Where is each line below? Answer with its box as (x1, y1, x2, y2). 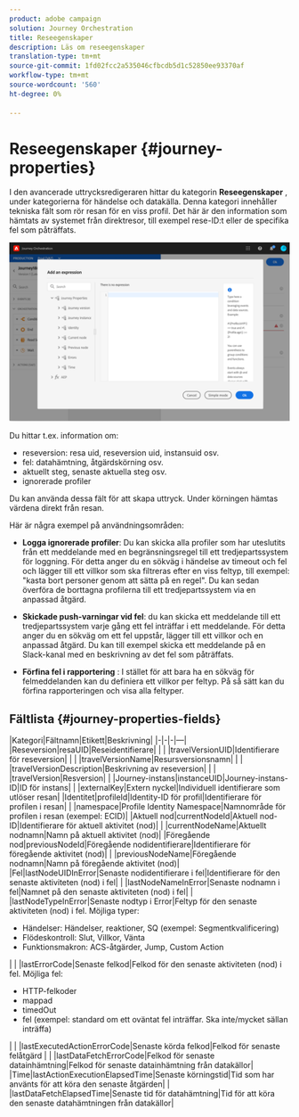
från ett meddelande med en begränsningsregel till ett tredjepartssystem (21, 546, 289, 557)
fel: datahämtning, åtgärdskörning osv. (21, 457, 165, 468)
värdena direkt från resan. (9, 503, 105, 513)
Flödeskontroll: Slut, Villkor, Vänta (21, 932, 145, 943)
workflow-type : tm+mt (9, 71, 90, 80)
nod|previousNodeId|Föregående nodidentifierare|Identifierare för (9, 839, 251, 850)
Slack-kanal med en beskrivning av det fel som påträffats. (21, 649, 234, 660)
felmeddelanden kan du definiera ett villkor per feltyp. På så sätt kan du (21, 676, 285, 686)
